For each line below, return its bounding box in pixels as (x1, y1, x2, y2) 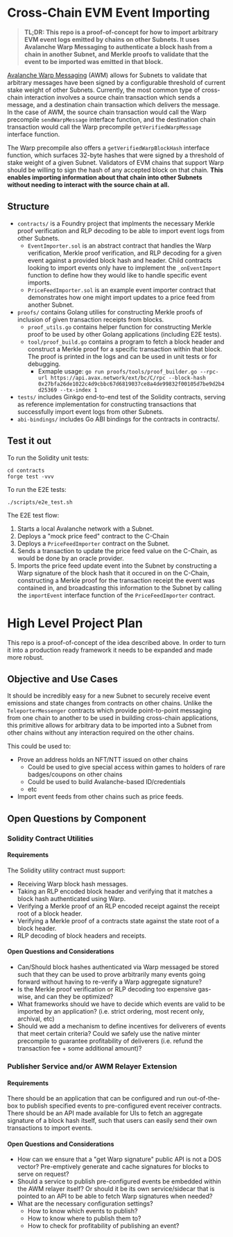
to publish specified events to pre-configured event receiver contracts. (19, 1101, 222, 1110)
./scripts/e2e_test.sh (7, 499, 73, 506)
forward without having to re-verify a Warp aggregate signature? (17, 977, 202, 986)
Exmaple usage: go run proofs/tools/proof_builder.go (37, 367, 198, 375)
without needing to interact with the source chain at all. (7, 180, 170, 189)
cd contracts (7, 467, 45, 474)
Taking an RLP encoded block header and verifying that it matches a (17, 887, 213, 895)
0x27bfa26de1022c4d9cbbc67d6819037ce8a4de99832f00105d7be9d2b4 (37, 381, 225, 388)
